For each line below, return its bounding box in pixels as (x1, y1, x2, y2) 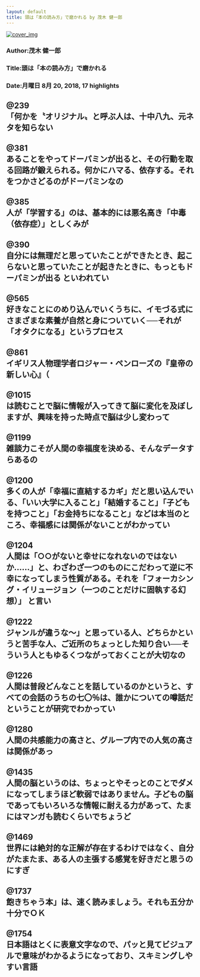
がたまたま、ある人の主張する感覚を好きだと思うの (6, 854, 193, 864)
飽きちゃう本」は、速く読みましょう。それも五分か (6, 896, 193, 907)
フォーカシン (146, 574, 193, 584)
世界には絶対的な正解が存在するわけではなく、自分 (6, 843, 194, 853)
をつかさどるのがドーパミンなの (6, 177, 124, 187)
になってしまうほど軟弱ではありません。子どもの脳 (6, 789, 193, 799)
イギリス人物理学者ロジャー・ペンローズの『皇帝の (6, 358, 193, 368)
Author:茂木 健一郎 (6, 47, 61, 55)
